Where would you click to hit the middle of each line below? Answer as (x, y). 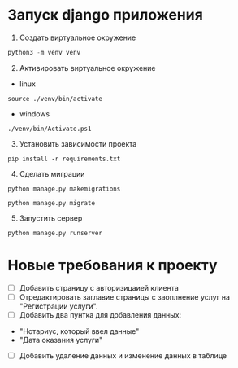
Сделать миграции (52, 173)
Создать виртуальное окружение (78, 37)
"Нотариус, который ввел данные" (79, 331)
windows (35, 114)
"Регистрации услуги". (58, 306)
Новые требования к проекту (113, 265)
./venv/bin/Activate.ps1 (50, 129)
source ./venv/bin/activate (55, 99)
